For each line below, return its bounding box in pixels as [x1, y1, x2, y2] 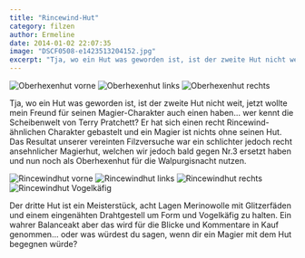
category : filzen [9, 22, 75, 31]
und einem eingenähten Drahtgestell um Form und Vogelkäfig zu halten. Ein [9, 210, 292, 220]
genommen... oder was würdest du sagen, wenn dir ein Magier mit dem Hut [9, 229, 292, 240]
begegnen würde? [9, 239, 78, 249]
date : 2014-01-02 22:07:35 [9, 38, 112, 48]
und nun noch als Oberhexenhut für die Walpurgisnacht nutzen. [9, 156, 247, 166]
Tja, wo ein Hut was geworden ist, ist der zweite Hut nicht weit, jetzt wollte [9, 98, 288, 109]
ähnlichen [9, 127, 46, 137]
